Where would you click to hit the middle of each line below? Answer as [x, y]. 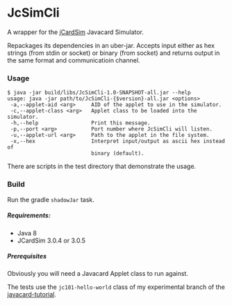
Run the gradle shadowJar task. [51, 199]
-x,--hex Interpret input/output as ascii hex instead [118, 141]
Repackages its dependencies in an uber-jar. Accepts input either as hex [111, 45]
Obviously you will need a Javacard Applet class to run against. [98, 274]
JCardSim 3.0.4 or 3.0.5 [51, 240]
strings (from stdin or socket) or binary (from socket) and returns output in [114, 53]
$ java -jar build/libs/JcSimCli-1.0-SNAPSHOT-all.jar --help [99, 93]
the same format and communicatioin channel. [74, 60]
